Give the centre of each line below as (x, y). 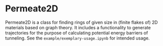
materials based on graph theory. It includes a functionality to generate (78, 27)
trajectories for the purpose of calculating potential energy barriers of (77, 33)
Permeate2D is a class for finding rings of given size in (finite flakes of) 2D (81, 22)
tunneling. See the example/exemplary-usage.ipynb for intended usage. (78, 38)
